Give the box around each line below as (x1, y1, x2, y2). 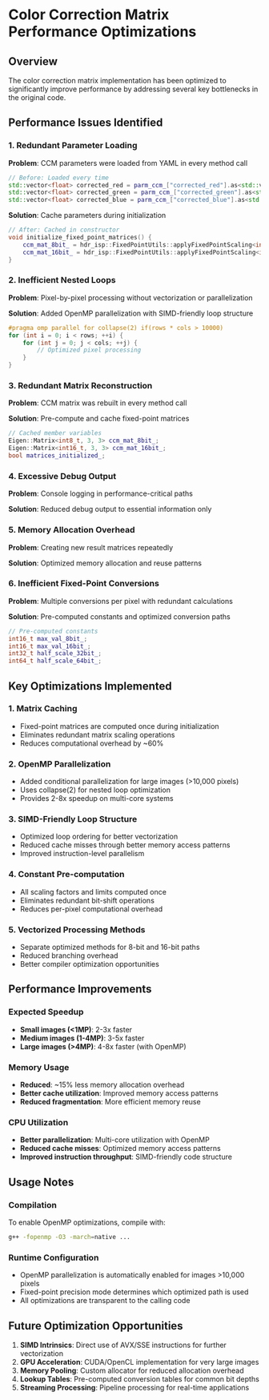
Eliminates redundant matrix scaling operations (19, 730, 175, 739)
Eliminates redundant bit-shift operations (19, 895, 155, 905)
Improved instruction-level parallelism (19, 849, 145, 859)
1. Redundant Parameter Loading (8, 140, 138, 151)
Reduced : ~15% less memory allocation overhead (19, 1080, 185, 1090)
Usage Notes (8, 1175, 74, 1189)
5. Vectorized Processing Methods (8, 923, 146, 935)
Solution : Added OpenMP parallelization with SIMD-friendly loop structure (8, 308, 254, 318)
